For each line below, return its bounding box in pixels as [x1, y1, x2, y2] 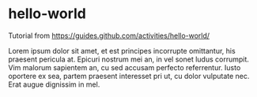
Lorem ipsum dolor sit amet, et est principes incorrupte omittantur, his [8, 46, 236, 55]
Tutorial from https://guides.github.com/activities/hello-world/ [8, 31, 210, 40]
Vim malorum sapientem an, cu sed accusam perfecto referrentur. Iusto [8, 62, 241, 72]
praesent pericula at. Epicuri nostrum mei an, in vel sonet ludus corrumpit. [8, 54, 249, 64]
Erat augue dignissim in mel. [8, 80, 100, 89]
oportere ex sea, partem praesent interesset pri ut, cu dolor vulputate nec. [8, 71, 250, 80]
